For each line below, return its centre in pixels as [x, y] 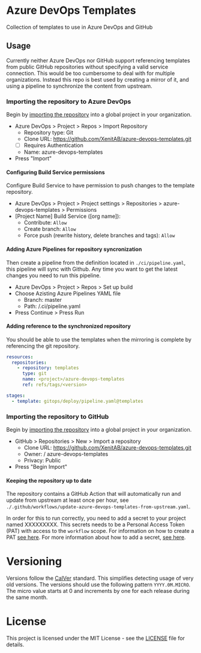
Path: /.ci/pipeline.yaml [52, 306]
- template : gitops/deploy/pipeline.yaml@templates [78, 401]
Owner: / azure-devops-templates [66, 454]
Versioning [34, 561]
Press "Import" [33, 158]
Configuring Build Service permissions [55, 172]
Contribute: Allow [45, 223]
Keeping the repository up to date [49, 480]
